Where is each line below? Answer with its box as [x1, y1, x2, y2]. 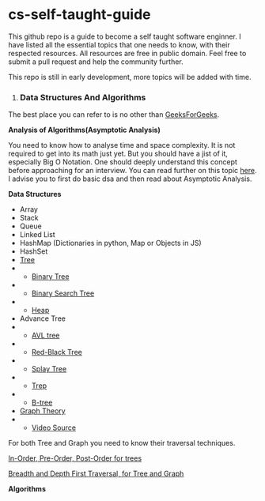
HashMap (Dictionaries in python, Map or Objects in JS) [19, 239, 202, 248]
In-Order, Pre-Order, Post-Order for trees [8, 454, 142, 463]
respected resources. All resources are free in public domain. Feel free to [8, 48, 247, 58]
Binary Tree [31, 272, 70, 281]
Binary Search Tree [31, 288, 95, 298]
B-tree [31, 397, 53, 408]
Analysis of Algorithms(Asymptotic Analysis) [8, 125, 161, 135]
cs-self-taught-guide [8, 6, 151, 24]
